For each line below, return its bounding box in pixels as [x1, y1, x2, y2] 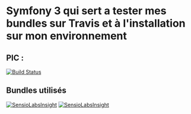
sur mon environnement [6, 30, 128, 43]
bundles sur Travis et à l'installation [6, 17, 186, 30]
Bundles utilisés [6, 86, 67, 96]
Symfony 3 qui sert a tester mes [6, 4, 167, 18]
